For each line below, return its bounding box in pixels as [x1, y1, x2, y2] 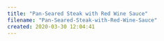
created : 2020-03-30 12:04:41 [7, 23, 96, 30]
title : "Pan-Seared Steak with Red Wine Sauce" [7, 10, 149, 17]
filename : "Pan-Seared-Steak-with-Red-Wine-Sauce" [7, 17, 158, 24]
